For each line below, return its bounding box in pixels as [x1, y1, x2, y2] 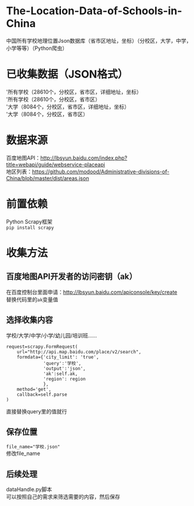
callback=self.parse [17, 392, 67, 397]
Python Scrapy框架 [6, 218, 53, 225]
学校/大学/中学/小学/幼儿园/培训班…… [6, 332, 98, 339]
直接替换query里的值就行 [6, 408, 67, 415]
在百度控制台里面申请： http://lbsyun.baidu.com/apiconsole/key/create [6, 288, 177, 295]
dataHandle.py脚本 [6, 486, 52, 493]
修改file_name [6, 450, 40, 457]
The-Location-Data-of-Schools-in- [6, 4, 182, 18]
